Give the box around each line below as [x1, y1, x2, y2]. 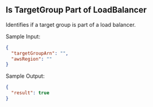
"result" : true [11, 90, 50, 96]
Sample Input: [5, 33, 41, 40]
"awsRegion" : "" [11, 56, 52, 62]
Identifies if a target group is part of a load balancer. [5, 21, 136, 28]
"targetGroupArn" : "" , [11, 50, 69, 57]
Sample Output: [5, 72, 45, 80]
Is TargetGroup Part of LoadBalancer [5, 5, 147, 15]
